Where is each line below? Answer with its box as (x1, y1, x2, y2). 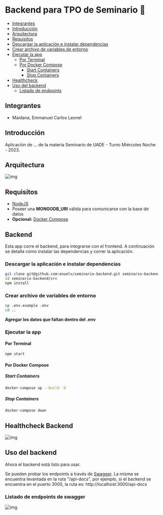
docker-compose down (5, 408, 47, 413)
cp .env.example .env (5, 303, 49, 308)
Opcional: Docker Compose (12, 216, 68, 222)
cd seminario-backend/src (5, 276, 57, 281)
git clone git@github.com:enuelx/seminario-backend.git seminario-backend (5, 272, 160, 277)
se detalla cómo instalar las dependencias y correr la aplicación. (5, 249, 133, 254)
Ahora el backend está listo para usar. (5, 462, 81, 467)
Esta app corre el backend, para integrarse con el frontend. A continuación (5, 243, 155, 249)
